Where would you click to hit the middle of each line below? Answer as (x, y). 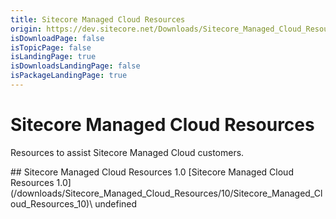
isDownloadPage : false (57, 38)
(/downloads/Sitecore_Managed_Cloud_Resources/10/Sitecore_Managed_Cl (166, 193)
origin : (26, 29)
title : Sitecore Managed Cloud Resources (98, 19)
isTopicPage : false (51, 47)
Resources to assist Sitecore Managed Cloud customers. (127, 152)
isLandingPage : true (53, 57)
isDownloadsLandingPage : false (75, 66)
